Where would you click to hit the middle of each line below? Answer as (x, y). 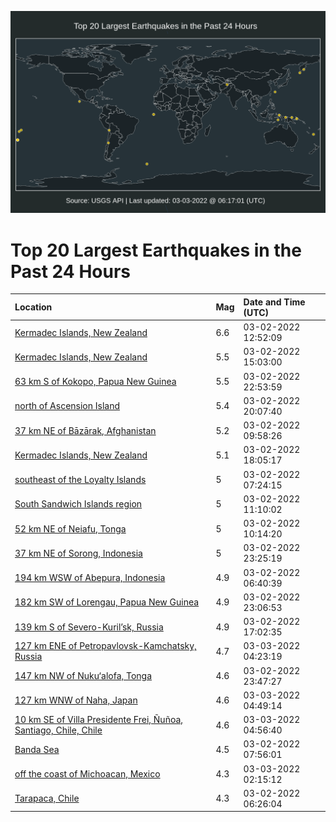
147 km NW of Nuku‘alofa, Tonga (83, 676)
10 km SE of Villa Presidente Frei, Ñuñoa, (99, 720)
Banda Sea (37, 749)
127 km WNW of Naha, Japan (76, 700)
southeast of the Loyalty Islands (80, 480)
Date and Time (274, 302)
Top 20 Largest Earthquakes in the (156, 250)
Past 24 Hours (70, 271)
